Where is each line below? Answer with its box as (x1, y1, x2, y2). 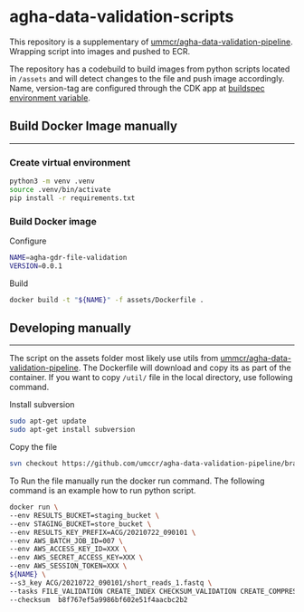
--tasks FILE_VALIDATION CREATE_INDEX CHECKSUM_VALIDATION (9, 587, 237, 596)
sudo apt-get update (9, 416, 88, 426)
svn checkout (9, 459, 59, 468)
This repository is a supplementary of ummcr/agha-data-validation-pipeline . (9, 36, 293, 47)
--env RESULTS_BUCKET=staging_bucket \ (9, 511, 160, 520)
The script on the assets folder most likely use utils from (9, 353, 219, 364)
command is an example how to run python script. (9, 485, 196, 496)
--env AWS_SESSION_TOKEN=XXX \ (9, 561, 128, 571)
